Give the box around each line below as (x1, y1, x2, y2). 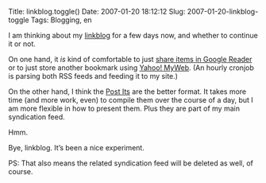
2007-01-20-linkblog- (187, 7, 259, 16)
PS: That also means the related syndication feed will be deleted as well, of (8, 158, 254, 168)
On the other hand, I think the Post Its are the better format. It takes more (8, 87, 247, 96)
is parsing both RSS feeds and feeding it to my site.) (8, 72, 179, 80)
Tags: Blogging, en (30, 15, 93, 25)
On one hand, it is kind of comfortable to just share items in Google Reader (8, 55, 253, 64)
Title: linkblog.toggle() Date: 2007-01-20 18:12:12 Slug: (8, 7, 186, 16)
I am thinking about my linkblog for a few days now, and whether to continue (8, 31, 258, 40)
